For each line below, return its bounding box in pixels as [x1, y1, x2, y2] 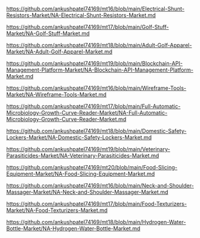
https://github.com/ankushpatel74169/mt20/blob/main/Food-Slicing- [6, 164, 178, 171]
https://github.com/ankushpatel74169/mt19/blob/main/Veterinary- [6, 146, 171, 152]
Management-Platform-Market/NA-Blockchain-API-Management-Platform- [6, 66, 194, 73]
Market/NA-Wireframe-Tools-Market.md [6, 91, 107, 98]
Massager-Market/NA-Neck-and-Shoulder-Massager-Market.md [6, 188, 168, 195]
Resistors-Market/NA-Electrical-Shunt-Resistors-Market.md [6, 12, 156, 19]
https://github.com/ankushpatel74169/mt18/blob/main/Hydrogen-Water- [6, 219, 186, 225]
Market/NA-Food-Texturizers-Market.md [6, 206, 108, 214]
